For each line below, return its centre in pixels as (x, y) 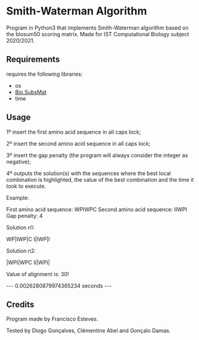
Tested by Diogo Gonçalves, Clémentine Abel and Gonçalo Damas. (88, 331)
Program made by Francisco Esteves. (52, 319)
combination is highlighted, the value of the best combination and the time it (100, 179)
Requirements (33, 59)
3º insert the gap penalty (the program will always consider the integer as (97, 155)
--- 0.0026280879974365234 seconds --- (59, 286)
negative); (19, 161)
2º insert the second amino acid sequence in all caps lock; (79, 143)
